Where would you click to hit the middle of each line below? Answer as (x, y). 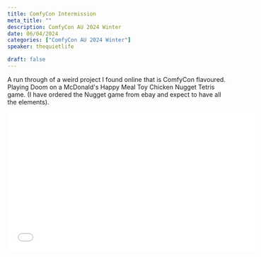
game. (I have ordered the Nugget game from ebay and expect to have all (114, 94)
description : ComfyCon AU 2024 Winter (64, 27)
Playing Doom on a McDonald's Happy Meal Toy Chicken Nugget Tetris (111, 87)
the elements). (28, 102)
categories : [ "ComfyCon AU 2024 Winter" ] (69, 40)
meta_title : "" (30, 20)
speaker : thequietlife (41, 47)
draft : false (27, 60)
